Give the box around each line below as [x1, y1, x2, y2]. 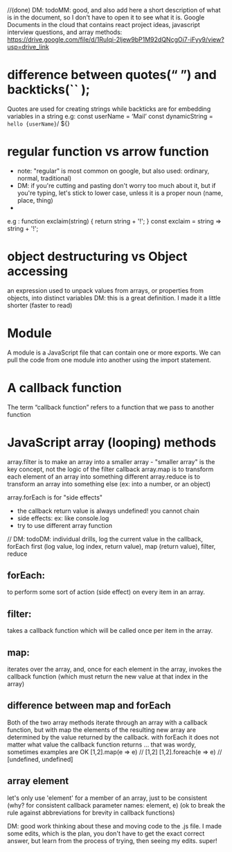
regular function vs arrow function [7, 144, 209, 160]
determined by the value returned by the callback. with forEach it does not [7, 733, 220, 741]
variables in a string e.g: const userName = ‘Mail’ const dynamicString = [7, 112, 213, 120]
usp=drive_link [7, 43, 50, 51]
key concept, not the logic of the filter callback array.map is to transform [7, 465, 214, 473]
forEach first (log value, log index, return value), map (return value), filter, [7, 542, 216, 550]
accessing [7, 264, 68, 280]
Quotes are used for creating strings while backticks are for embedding [7, 104, 211, 113]
